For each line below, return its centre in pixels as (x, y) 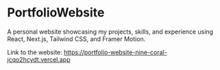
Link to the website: (35, 52)
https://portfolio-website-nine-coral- (115, 52)
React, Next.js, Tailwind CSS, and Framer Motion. (76, 38)
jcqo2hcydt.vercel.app (39, 59)
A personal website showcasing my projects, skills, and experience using (110, 32)
